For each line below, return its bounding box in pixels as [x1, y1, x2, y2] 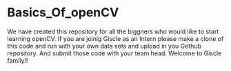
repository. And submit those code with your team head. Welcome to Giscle [7, 49, 222, 57]
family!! [7, 56, 28, 64]
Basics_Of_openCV [7, 5, 119, 20]
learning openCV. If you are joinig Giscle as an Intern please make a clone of [7, 34, 224, 42]
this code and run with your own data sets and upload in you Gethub [7, 42, 202, 50]
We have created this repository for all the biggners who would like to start [7, 27, 219, 35]
